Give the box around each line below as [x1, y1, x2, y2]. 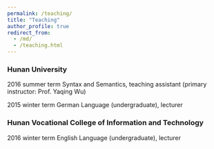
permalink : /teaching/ [7, 10, 72, 17]
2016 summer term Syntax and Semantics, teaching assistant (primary [7, 80, 207, 89]
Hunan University [7, 65, 68, 74]
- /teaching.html [13, 42, 64, 49]
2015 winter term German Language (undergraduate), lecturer [7, 101, 183, 109]
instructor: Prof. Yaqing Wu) [7, 87, 86, 96]
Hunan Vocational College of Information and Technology [7, 118, 204, 128]
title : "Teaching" [7, 16, 60, 23]
